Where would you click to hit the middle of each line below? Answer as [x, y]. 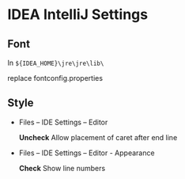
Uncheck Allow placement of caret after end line [98, 137]
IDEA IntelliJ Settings [77, 15]
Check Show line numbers [62, 168]
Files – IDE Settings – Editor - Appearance [87, 153]
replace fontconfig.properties [55, 78]
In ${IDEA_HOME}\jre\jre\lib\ [56, 63]
